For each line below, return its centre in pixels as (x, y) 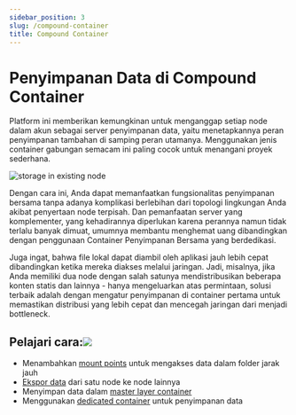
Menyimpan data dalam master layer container (107, 392)
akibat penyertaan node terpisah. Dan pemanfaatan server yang (126, 212)
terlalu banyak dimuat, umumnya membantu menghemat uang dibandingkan (148, 231)
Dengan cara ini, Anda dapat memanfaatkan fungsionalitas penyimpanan (142, 193)
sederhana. (30, 159)
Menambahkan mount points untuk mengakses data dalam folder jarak (151, 364)
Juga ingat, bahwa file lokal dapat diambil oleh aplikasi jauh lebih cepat (139, 257)
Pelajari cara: (47, 342)
